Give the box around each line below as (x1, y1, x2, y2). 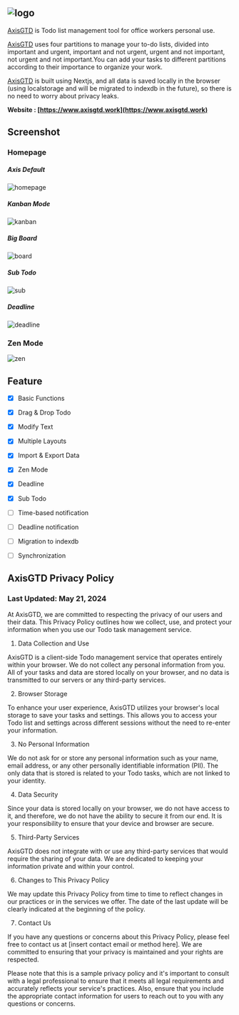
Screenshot (7, 126, 61, 138)
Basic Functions (17, 394, 65, 403)
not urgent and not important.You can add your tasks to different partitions (7, 55, 226, 63)
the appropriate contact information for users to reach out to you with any (7, 991, 224, 1000)
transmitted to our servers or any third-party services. (7, 675, 166, 684)
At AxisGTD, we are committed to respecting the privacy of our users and (7, 610, 223, 618)
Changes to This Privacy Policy (17, 875, 109, 884)
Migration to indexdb (17, 536, 79, 546)
